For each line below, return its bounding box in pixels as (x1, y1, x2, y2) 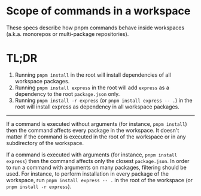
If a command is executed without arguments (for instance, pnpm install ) (6, 120, 187, 127)
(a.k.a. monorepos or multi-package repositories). (6, 30, 129, 37)
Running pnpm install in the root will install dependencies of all (14, 71, 172, 79)
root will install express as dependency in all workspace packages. (14, 103, 179, 110)
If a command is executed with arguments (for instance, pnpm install (6, 151, 178, 158)
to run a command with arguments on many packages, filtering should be (6, 164, 187, 171)
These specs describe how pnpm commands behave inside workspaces (6, 24, 185, 31)
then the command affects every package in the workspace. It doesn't (6, 126, 179, 134)
